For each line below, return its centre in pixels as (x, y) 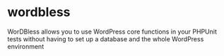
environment (26, 46)
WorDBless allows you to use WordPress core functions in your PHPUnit (112, 31)
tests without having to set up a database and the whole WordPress (106, 38)
